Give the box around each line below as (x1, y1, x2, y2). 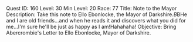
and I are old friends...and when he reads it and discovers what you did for (6, 17, 186, 24)
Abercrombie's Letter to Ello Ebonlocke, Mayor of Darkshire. (6, 29, 151, 36)
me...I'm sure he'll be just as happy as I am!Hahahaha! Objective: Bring (6, 23, 177, 30)
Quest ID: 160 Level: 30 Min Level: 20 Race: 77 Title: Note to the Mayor (6, 5, 177, 12)
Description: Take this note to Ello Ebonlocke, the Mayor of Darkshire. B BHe (6, 11, 188, 18)
